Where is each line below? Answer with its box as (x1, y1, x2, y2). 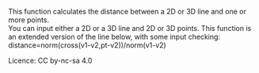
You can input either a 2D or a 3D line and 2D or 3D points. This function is (8, 24, 252, 33)
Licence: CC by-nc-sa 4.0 (8, 56, 93, 65)
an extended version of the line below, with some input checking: (8, 32, 220, 41)
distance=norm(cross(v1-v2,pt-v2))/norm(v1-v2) (8, 40, 166, 50)
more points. (8, 15, 50, 25)
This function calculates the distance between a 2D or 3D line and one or (8, 7, 247, 16)
